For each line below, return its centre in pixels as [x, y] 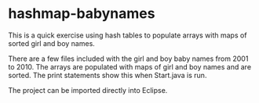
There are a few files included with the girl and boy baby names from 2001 [128, 59]
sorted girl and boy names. [52, 43]
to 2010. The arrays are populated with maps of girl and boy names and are [130, 66]
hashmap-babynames [82, 14]
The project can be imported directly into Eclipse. [88, 90]
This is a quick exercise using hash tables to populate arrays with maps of [128, 35]
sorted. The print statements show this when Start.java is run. [108, 75]
